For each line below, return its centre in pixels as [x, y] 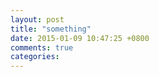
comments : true [42, 47]
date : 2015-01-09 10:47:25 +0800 [80, 38]
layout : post [37, 19]
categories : [35, 57]
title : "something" [51, 29]
